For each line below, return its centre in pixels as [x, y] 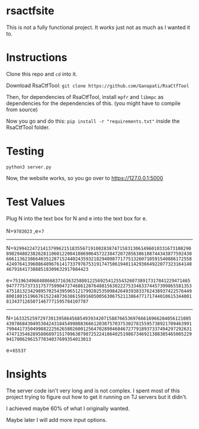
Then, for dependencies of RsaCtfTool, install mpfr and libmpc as [85, 97]
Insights [27, 374]
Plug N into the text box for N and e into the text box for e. [77, 218]
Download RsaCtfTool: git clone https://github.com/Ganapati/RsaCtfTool [98, 85]
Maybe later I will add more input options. [57, 420]
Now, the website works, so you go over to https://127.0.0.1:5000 [85, 178]
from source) [22, 109]
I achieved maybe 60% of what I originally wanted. [68, 408]
